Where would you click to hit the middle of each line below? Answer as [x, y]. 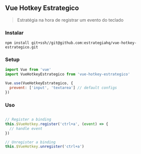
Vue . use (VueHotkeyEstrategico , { [39, 83]
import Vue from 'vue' [28, 70]
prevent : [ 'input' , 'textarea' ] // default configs [63, 88]
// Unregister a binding [30, 142]
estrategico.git [22, 47]
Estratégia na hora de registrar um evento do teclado [70, 20]
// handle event [26, 128]
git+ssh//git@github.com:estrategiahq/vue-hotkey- [84, 43]
